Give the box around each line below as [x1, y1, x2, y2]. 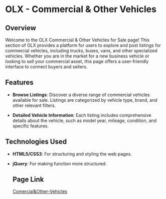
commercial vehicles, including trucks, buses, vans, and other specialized [5, 48, 158, 53]
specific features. [12, 122, 49, 129]
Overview [5, 24, 37, 32]
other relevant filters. [12, 102, 56, 108]
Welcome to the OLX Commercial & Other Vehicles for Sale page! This [5, 37, 149, 43]
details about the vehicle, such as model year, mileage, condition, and [12, 117, 157, 123]
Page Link [12, 175, 44, 184]
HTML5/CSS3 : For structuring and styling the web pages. [12, 151, 132, 157]
